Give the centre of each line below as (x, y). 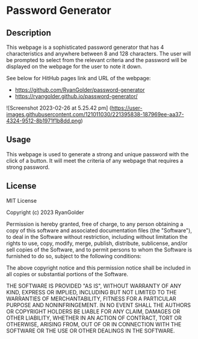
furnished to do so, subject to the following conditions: (74, 256)
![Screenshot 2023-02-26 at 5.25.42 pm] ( (59, 108)
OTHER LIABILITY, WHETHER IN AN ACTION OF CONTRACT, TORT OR (94, 318)
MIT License (22, 200)
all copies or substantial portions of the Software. (67, 274)
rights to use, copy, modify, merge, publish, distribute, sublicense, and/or (97, 243)
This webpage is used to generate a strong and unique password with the (97, 154)
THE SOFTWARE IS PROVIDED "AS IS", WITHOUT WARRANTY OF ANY (94, 286)
